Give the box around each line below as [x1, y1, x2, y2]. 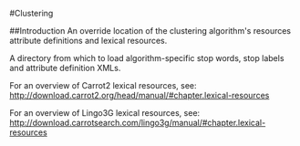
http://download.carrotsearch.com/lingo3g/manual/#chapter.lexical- [9, 118, 266, 128]
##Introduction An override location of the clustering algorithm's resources [9, 26, 292, 36]
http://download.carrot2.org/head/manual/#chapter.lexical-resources [9, 90, 270, 100]
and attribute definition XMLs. [9, 63, 121, 73]
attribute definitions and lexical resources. [9, 36, 168, 46]
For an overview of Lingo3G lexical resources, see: [9, 108, 201, 118]
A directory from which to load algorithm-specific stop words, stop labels [9, 53, 284, 63]
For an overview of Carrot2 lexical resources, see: [9, 80, 198, 90]
